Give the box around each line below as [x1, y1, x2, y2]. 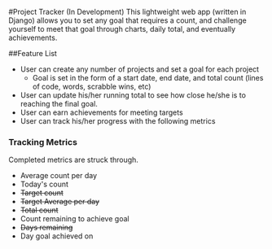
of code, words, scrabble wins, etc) [32, 81, 151, 91]
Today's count [20, 179, 69, 190]
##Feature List [8, 49, 57, 58]
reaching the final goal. [20, 99, 98, 108]
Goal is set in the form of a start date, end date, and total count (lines [32, 73, 264, 82]
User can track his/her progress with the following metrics [20, 116, 216, 125]
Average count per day [20, 171, 98, 181]
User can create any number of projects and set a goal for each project [20, 64, 259, 74]
